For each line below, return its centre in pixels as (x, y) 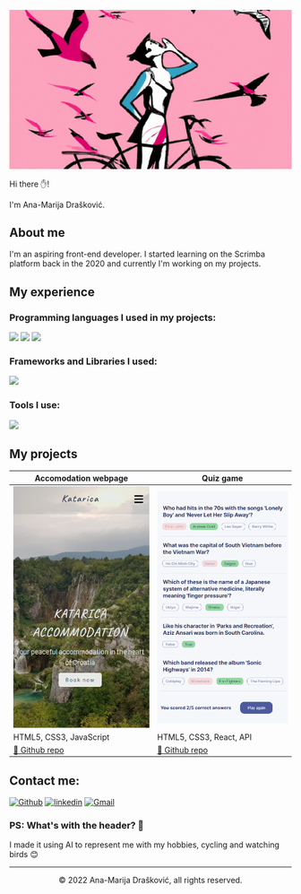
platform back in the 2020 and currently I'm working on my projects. (135, 264)
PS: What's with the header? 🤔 (77, 825)
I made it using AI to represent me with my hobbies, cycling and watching (145, 845)
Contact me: (45, 781)
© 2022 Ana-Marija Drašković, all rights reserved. (150, 881)
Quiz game (222, 478)
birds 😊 (24, 855)
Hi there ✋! (30, 184)
